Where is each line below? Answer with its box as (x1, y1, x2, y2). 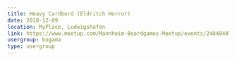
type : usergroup (7, 43, 55, 50)
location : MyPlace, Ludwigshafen (7, 23, 106, 30)
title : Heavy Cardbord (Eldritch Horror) (7, 10, 131, 18)
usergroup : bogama (7, 36, 61, 43)
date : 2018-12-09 (7, 17, 59, 24)
